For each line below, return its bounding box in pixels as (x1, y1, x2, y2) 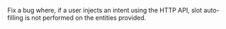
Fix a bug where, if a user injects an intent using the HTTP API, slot (7, 6, 203, 14)
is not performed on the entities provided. (24, 13, 147, 22)
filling (7, 13, 23, 22)
